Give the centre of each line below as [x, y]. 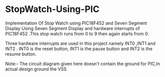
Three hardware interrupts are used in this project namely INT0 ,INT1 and [80, 43]
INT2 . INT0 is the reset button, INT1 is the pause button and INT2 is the [79, 48]
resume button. [21, 54]
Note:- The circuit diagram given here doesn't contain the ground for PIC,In [82, 63]
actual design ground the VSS [36, 69]
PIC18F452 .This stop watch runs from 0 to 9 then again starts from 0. [77, 33]
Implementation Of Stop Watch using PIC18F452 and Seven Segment [76, 23]
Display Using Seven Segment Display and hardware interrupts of [72, 28]
